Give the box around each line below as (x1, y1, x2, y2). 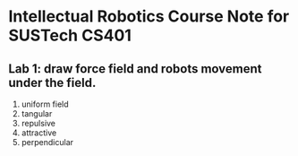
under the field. (8, 74, 97, 91)
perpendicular (21, 137, 73, 147)
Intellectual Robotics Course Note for (8, 6, 290, 27)
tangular (21, 108, 53, 118)
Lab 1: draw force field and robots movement (8, 61, 262, 76)
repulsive (21, 118, 55, 128)
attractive (21, 127, 57, 138)
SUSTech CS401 (8, 25, 132, 46)
